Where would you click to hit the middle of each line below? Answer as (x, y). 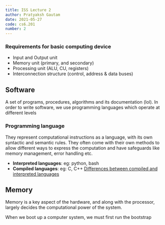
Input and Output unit (35, 58)
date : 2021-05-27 (24, 19)
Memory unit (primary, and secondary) (53, 63)
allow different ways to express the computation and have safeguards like (82, 148)
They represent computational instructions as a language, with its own (79, 137)
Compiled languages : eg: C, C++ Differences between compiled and (85, 169)
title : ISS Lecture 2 (28, 10)
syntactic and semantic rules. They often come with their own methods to (82, 142)
